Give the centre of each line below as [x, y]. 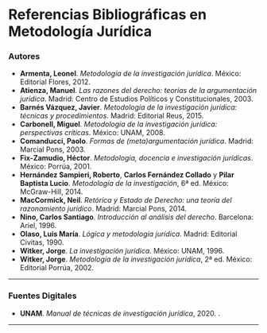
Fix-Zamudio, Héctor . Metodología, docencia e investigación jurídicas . [136, 158]
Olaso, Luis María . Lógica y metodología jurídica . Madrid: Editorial [128, 234]
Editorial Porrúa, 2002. [56, 268]
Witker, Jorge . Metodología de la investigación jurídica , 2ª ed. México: [136, 259]
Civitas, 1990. [42, 242]
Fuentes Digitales [43, 296]
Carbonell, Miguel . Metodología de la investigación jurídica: [118, 124]
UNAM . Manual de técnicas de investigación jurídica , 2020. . [120, 313]
